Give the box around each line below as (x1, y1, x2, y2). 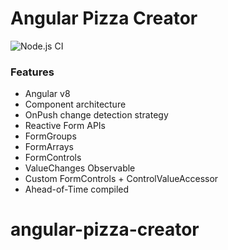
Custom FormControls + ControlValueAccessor (24, 173, 219, 185)
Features (10, 65, 55, 79)
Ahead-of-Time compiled (24, 183, 130, 196)
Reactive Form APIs (24, 120, 106, 132)
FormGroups (24, 130, 77, 142)
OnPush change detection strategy (24, 109, 169, 121)
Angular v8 (24, 88, 71, 100)
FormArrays (24, 141, 74, 153)
